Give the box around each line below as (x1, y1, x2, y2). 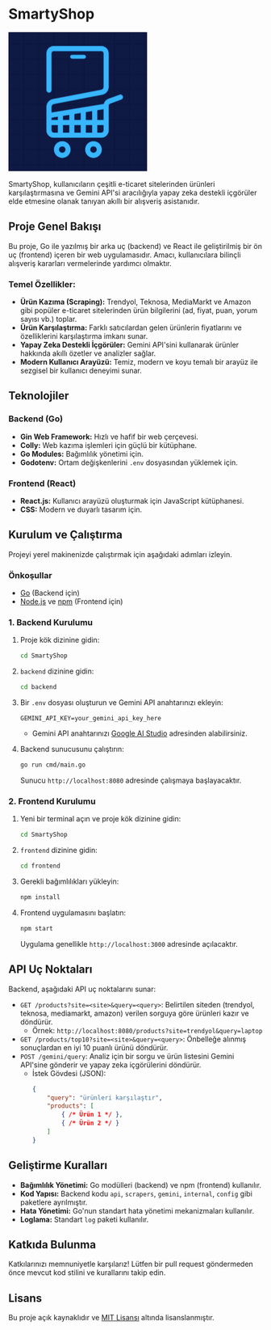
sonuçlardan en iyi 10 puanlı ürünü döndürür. (19, 1042, 169, 1052)
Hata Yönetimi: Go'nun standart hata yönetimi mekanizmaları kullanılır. (19, 1205, 255, 1215)
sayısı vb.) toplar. (19, 315, 77, 324)
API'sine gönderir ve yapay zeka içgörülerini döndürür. (19, 1060, 202, 1070)
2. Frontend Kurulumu (8, 796, 96, 807)
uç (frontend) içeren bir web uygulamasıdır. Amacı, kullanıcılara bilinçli (8, 250, 241, 260)
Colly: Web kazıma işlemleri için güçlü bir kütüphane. (19, 440, 198, 450)
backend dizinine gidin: (19, 666, 94, 676)
